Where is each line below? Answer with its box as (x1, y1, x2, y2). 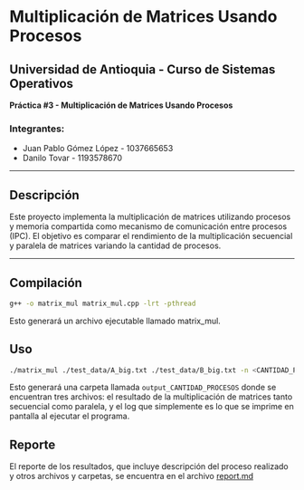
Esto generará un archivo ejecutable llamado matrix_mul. (9, 315, 222, 326)
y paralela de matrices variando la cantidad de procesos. (9, 240, 222, 251)
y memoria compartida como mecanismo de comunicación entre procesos (9, 221, 288, 232)
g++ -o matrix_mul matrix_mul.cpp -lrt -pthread (9, 299, 196, 308)
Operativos (9, 75, 74, 91)
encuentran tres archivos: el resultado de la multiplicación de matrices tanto (9, 391, 293, 402)
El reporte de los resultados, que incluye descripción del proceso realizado (9, 461, 289, 472)
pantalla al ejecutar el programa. (9, 410, 130, 422)
